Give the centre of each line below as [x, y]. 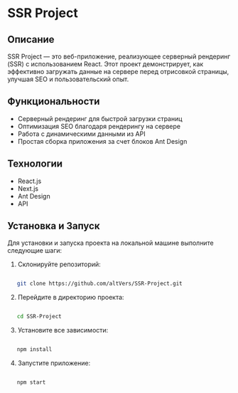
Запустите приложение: [54, 363]
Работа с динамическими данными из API [81, 134]
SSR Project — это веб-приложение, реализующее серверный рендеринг [119, 56]
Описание [31, 40]
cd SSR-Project [39, 317]
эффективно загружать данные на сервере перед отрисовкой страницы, [118, 72]
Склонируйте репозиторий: [59, 264]
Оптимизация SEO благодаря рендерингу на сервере [99, 126]
